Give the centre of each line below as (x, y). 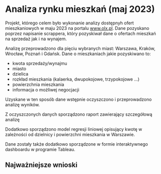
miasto (19, 69)
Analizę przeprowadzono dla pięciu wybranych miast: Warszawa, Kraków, (80, 48)
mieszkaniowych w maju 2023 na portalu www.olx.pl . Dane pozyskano (77, 28)
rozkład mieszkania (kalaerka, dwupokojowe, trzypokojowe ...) (76, 79)
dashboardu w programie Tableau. (40, 149)
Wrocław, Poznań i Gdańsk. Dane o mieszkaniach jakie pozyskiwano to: (78, 54)
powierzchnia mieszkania (38, 84)
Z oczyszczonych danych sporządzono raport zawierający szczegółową (79, 114)
